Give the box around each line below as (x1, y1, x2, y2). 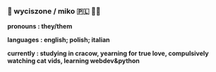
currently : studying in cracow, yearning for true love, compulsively (7, 49, 210, 58)
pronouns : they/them (7, 22, 73, 31)
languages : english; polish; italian (7, 36, 111, 44)
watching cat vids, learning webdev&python (7, 57, 140, 65)
